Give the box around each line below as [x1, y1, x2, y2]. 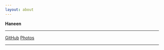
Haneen [5, 21, 21, 26]
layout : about [5, 7, 34, 12]
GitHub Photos [5, 35, 35, 41]
